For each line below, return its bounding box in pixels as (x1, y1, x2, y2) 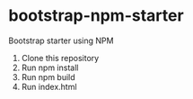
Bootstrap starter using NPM (8, 35, 114, 46)
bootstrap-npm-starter (8, 5, 185, 26)
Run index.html (21, 81, 77, 92)
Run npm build (21, 71, 75, 82)
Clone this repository (21, 52, 100, 63)
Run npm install (21, 62, 79, 73)
